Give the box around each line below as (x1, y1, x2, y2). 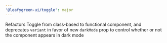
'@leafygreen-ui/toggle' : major (5, 7, 73, 13)
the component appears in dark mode (5, 32, 85, 38)
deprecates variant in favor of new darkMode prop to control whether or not (5, 26, 162, 33)
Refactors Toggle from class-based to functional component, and (5, 21, 142, 27)
